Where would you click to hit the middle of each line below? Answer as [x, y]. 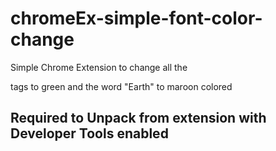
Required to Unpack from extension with [138, 118]
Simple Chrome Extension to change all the [99, 67]
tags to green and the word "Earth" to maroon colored [121, 86]
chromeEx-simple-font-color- [136, 18]
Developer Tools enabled [89, 133]
